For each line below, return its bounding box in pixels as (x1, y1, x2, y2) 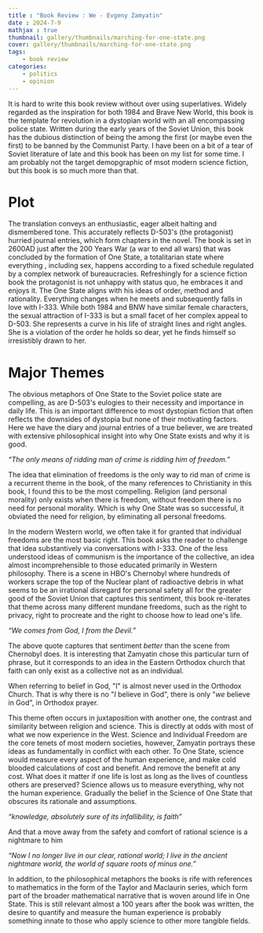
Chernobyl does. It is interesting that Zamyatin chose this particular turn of (8, 649, 250, 659)
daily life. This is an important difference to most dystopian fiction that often (8, 406, 254, 416)
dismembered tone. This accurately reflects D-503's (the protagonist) (8, 227, 234, 237)
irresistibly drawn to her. (8, 336, 87, 346)
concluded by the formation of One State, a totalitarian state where (8, 252, 225, 262)
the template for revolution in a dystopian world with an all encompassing (8, 116, 245, 125)
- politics (22, 70, 58, 78)
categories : (8, 63, 47, 71)
